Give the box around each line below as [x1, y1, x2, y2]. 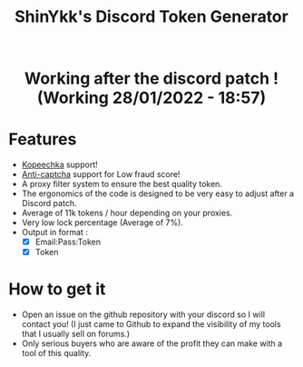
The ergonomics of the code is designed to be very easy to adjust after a [21, 188, 295, 199]
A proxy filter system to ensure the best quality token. [21, 179, 223, 190]
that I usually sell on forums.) [21, 329, 131, 340]
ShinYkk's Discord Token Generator [14, 6, 289, 27]
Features [8, 129, 77, 150]
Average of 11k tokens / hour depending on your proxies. [21, 207, 233, 219]
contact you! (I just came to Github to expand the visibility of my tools [21, 319, 282, 330]
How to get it [8, 279, 106, 300]
